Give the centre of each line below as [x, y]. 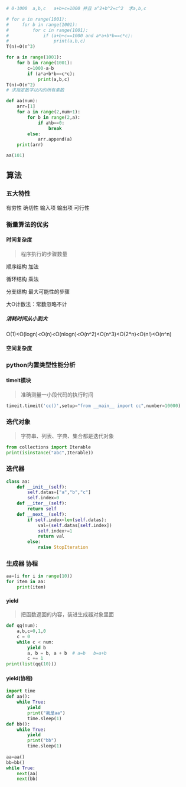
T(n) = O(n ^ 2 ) [21, 85]
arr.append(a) [55, 139]
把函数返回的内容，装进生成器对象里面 [67, 614]
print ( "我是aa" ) [46, 713]
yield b [37, 648]
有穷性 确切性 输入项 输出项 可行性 [48, 207]
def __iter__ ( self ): [42, 503]
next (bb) [27, 779]
